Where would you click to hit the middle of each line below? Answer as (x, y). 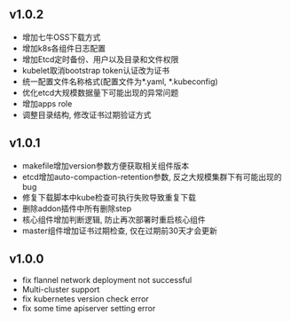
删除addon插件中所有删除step (77, 208)
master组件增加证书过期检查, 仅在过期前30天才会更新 (119, 231)
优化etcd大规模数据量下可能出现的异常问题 (100, 92)
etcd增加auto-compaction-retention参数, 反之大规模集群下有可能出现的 (152, 177)
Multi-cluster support (61, 290)
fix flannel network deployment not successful (107, 280)
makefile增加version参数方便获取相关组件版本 (106, 165)
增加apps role (47, 103)
